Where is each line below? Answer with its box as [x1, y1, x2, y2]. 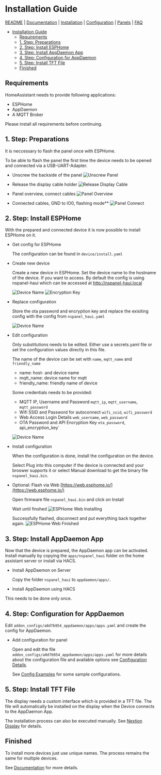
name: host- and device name [19, 370, 79, 376]
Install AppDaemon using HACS [12, 586, 75, 592]
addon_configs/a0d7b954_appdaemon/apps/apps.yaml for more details [12, 652, 147, 657]
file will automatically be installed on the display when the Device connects [5, 703, 155, 709]
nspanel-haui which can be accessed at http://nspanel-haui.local [12, 280, 142, 286]
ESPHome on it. [5, 232, 36, 238]
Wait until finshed [12, 506, 47, 512]
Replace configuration [12, 299, 57, 305]
